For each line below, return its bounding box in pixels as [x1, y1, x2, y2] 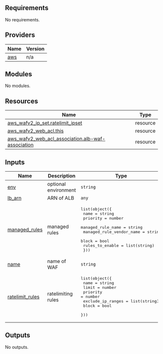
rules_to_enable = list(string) [83, 243, 155, 248]
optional [47, 181, 66, 188]
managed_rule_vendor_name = [83, 230, 145, 235]
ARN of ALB [47, 195, 74, 201]
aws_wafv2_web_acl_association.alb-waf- [7, 136, 106, 142]
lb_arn [7, 195, 22, 201]
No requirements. [5, 17, 40, 22]
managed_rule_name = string [81, 225, 143, 230]
